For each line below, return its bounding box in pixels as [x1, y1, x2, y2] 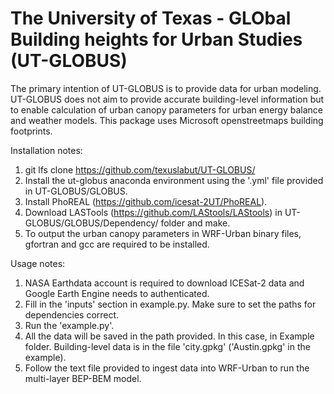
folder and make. [160, 217, 231, 229]
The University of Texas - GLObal [10, 7, 292, 30]
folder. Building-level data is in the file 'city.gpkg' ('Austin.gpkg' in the [24, 340, 311, 352]
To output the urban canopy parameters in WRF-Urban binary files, [24, 227, 302, 239]
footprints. [10, 125, 53, 137]
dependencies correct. [24, 308, 120, 321]
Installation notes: [10, 144, 83, 156]
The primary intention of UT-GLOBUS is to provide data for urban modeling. [10, 82, 322, 94]
